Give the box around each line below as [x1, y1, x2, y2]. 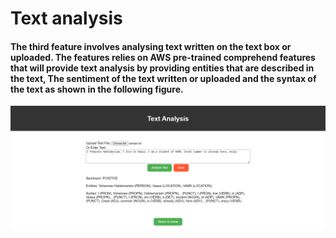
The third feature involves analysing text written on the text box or [10, 40, 292, 52]
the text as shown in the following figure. [10, 83, 184, 95]
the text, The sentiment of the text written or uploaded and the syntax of [10, 72, 317, 84]
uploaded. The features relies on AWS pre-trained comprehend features [10, 51, 316, 63]
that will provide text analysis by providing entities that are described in [10, 62, 315, 74]
